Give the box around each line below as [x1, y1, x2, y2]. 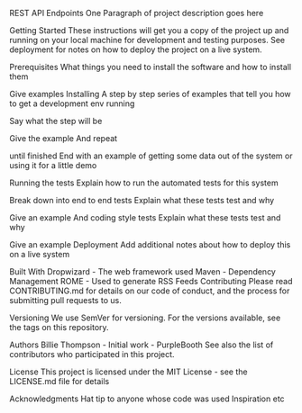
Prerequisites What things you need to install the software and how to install [9, 62, 291, 72]
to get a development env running [9, 98, 135, 109]
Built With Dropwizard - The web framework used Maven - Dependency [9, 266, 277, 277]
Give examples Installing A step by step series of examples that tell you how [9, 89, 291, 99]
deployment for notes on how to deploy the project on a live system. [9, 44, 263, 55]
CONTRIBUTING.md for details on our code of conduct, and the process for [9, 285, 290, 296]
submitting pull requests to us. [9, 295, 122, 305]
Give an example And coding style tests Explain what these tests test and [9, 212, 281, 223]
